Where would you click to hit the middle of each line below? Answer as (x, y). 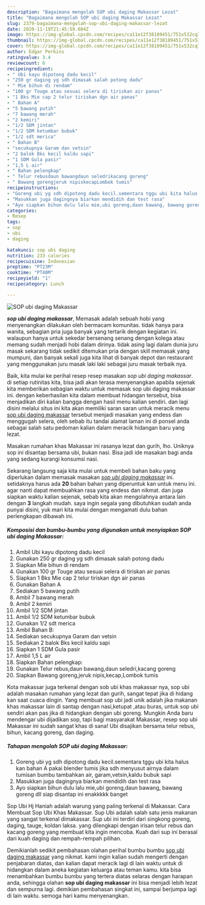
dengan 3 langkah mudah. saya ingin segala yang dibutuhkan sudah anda (99, 503)
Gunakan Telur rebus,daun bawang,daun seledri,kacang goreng (96, 668)
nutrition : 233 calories (38, 256)
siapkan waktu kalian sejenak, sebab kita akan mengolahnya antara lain (96, 496)
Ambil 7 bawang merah (45, 597)
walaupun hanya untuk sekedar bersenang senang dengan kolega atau (96, 338)
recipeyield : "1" (29, 278)
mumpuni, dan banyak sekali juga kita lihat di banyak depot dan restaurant (100, 357)
